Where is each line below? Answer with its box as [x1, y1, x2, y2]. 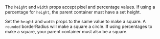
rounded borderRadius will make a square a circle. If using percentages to [5, 24, 153, 29]
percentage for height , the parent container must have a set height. [5, 9, 141, 15]
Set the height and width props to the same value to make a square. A [5, 19, 146, 24]
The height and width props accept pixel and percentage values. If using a [5, 4, 155, 10]
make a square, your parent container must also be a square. [5, 29, 128, 34]
